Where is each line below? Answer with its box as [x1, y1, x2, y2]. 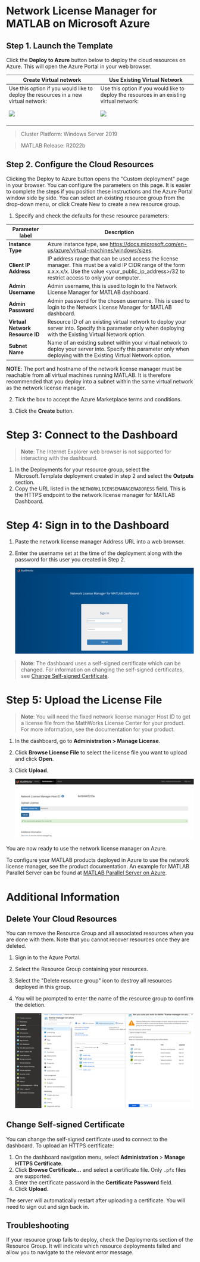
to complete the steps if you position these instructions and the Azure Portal [6, 188, 193, 195]
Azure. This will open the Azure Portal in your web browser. [6, 63, 152, 70]
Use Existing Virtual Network [109, 76, 183, 83]
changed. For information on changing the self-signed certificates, [20, 666, 185, 673]
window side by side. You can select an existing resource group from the [6, 194, 185, 201]
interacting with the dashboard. [20, 454, 98, 461]
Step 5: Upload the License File [6, 693, 162, 707]
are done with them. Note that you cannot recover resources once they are [6, 936, 190, 943]
